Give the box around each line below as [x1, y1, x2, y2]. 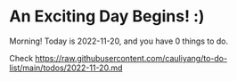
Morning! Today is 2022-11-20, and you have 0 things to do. [9, 36, 229, 46]
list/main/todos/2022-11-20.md [9, 62, 123, 73]
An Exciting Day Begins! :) [9, 6, 205, 27]
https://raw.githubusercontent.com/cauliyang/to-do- [35, 53, 228, 63]
